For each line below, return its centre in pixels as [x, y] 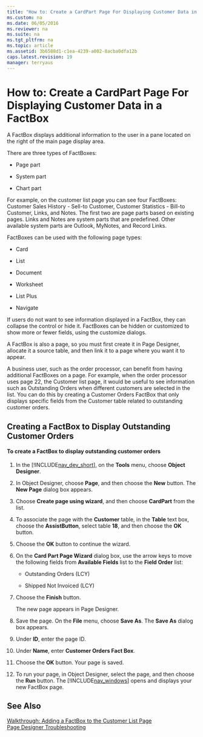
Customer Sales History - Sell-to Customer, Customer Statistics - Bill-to [96, 207]
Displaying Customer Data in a [85, 105]
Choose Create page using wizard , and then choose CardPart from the [105, 501]
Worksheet [29, 285]
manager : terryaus [30, 62]
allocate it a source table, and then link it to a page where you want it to [96, 351]
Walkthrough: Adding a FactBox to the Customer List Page [79, 721]
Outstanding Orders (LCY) [57, 574]
